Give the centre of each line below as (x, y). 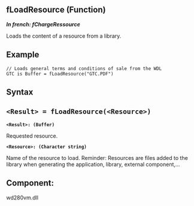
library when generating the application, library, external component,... (93, 164)
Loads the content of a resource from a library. (64, 36)
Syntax (20, 92)
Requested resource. (32, 136)
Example (23, 55)
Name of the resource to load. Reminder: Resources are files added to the (97, 157)
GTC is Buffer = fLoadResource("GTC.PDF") (60, 74)
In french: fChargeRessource (43, 24)
